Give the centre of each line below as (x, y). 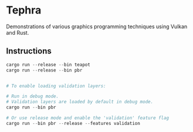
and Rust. (18, 32)
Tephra (24, 10)
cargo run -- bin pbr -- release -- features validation (73, 123)
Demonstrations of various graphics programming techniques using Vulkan (97, 26)
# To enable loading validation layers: (56, 86)
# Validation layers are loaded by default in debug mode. (80, 102)
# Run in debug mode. (33, 97)
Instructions (29, 51)
